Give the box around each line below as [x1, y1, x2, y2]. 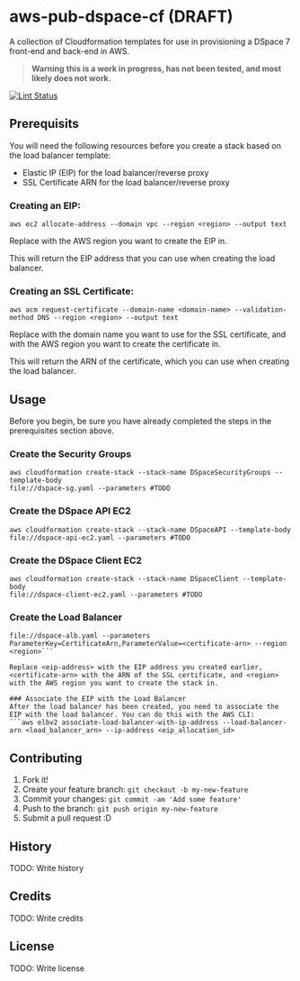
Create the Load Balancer [9, 611, 123, 623]
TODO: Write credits [9, 913, 84, 923]
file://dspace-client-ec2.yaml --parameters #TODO [9, 590, 203, 600]
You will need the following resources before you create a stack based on [9, 140, 281, 150]
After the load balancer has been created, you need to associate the [9, 703, 279, 712]
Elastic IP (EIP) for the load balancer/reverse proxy [22, 167, 209, 177]
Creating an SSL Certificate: [9, 285, 135, 297]
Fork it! [22, 775, 49, 786]
